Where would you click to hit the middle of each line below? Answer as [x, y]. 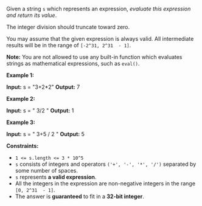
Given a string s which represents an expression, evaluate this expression [99, 9]
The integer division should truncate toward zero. [68, 27]
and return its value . [32, 15]
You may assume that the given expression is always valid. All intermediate [100, 39]
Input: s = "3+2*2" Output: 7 [43, 87]
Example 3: [21, 122]
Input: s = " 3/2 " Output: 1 [40, 111]
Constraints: [23, 146]
